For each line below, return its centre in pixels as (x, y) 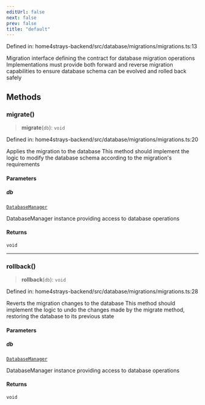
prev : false (21, 23)
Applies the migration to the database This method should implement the (98, 151)
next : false (21, 18)
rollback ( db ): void (43, 279)
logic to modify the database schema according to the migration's (89, 158)
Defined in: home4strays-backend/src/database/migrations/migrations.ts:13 (102, 46)
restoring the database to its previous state (60, 316)
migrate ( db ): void (43, 127)
